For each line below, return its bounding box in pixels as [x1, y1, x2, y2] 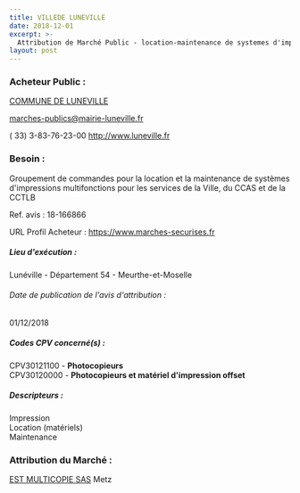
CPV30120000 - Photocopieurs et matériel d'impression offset [9, 369, 246, 380]
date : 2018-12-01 [9, 21, 74, 30]
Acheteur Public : [9, 76, 87, 88]
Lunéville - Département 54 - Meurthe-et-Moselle [9, 269, 193, 280]
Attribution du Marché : [9, 454, 113, 466]
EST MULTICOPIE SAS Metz [9, 474, 112, 485]
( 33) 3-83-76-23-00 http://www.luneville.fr [9, 130, 171, 141]
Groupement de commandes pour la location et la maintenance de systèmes [9, 173, 290, 184]
